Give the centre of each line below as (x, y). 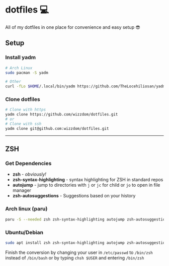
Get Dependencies (28, 164)
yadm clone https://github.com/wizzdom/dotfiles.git (62, 115)
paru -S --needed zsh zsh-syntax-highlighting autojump (65, 219)
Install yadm (21, 58)
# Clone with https (26, 110)
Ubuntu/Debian (24, 232)
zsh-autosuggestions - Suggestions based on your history (74, 196)
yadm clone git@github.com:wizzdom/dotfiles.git (57, 128)
